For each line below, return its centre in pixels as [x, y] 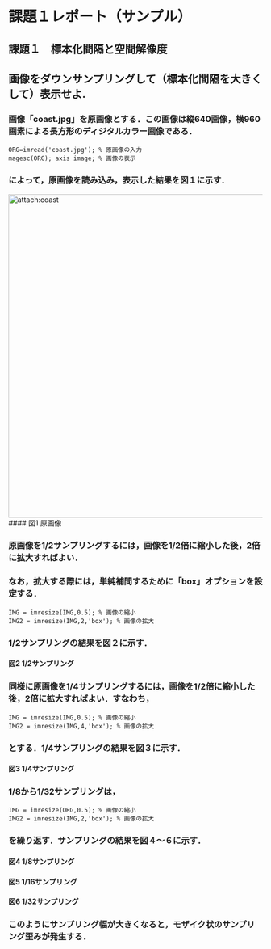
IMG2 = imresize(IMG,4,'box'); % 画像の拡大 [81, 726]
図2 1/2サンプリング [42, 664]
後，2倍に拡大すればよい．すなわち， [81, 698]
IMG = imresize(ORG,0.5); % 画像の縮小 [72, 810]
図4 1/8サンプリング [42, 861]
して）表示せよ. [47, 94]
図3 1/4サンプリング [42, 769]
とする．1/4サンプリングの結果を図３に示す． [97, 748]
